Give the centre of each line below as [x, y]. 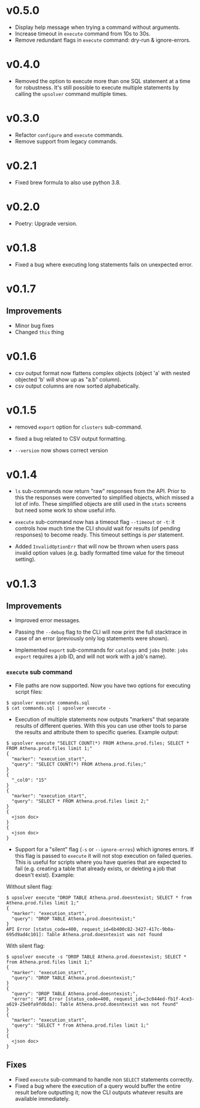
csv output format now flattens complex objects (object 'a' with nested [102, 373]
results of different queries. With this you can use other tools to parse [101, 726]
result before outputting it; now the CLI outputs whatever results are [99, 1092]
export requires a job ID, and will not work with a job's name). [91, 656]
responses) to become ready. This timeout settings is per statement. [99, 535]
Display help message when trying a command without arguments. [98, 27]
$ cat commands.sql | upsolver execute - [59, 708]
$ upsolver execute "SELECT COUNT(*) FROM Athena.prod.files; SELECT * [98, 743]
